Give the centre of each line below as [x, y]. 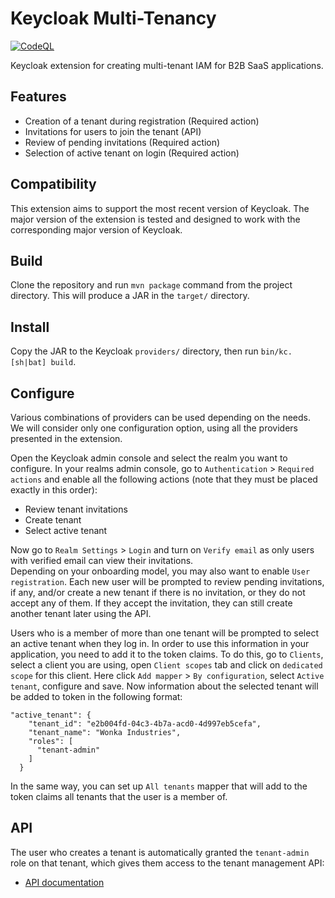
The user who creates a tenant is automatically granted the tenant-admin [160, 852]
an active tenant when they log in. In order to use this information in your [160, 643]
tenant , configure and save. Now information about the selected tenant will [164, 686]
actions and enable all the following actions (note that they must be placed [164, 479]
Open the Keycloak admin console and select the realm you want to [149, 458]
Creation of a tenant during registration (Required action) [142, 121]
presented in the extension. [66, 438]
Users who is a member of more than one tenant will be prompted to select [164, 633]
